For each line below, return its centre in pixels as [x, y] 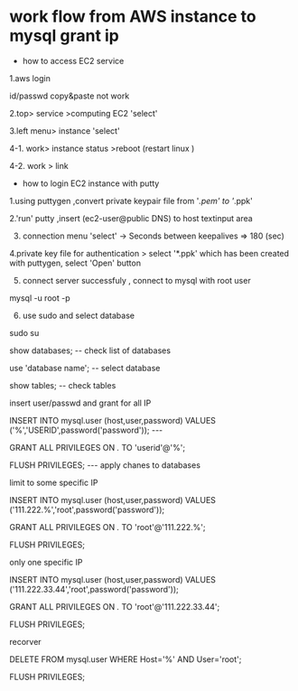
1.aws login [30, 78]
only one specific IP [46, 562]
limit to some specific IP [54, 482]
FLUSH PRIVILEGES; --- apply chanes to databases [105, 465]
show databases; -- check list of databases [90, 350]
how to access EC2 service [73, 61]
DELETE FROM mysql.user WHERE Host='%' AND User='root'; [126, 659]
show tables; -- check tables [63, 385]
